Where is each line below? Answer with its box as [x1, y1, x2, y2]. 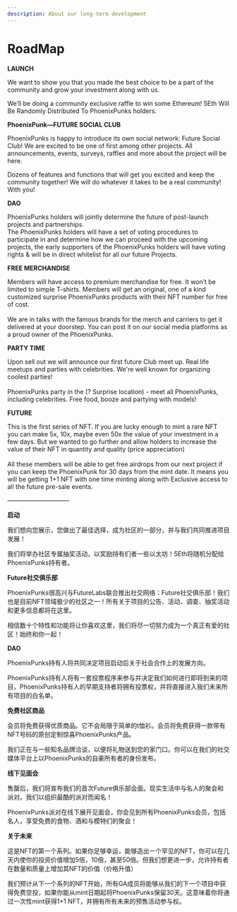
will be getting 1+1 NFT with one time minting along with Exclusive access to [7, 475, 228, 483]
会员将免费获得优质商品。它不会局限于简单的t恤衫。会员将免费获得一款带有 [7, 721, 226, 730]
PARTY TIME [7, 343, 46, 352]
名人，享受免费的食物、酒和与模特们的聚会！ [7, 817, 138, 825]
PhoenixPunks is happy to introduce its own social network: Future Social [7, 134, 220, 142]
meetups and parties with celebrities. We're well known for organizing [7, 365, 210, 373]
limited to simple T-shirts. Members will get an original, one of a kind [7, 285, 207, 293]
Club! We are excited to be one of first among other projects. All [7, 141, 193, 150]
